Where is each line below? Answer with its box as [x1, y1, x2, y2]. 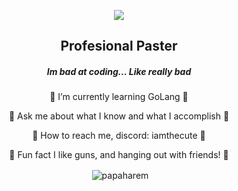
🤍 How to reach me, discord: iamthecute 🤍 [32, 130, 206, 142]
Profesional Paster [60, 38, 178, 55]
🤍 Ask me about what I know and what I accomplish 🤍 [8, 110, 230, 122]
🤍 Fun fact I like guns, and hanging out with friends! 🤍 [9, 149, 229, 161]
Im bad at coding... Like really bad [46, 65, 192, 77]
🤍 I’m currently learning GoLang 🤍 [49, 91, 189, 103]
